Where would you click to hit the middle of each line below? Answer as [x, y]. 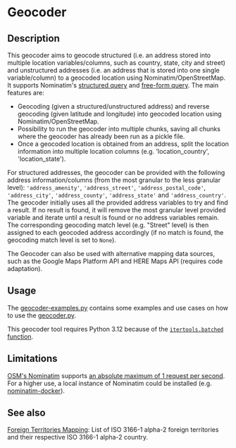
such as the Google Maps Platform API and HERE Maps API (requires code [115, 261]
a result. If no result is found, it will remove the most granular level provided [117, 210]
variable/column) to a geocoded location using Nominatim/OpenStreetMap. [117, 78]
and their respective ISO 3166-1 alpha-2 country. [78, 437]
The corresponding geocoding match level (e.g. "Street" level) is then [108, 225]
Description [33, 38]
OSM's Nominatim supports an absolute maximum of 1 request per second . [116, 375]
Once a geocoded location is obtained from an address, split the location [123, 144]
